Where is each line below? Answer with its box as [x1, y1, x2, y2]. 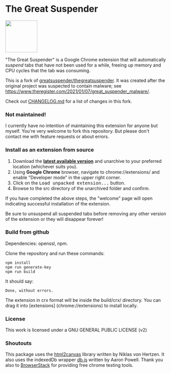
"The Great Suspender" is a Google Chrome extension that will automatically [5, 56, 166, 63]
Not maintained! [5, 111, 46, 118]
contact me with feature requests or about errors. [5, 134, 110, 140]
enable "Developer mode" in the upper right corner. [12, 174, 121, 180]
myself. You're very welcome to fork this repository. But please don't [5, 128, 150, 134]
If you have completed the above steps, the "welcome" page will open [5, 195, 153, 201]
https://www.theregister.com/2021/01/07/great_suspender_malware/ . [5, 88, 151, 94]
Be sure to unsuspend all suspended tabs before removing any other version [5, 211, 166, 217]
